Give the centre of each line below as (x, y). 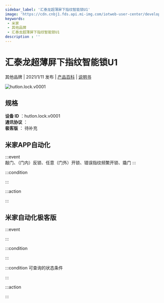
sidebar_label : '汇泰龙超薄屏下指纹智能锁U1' (48, 10)
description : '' (23, 37)
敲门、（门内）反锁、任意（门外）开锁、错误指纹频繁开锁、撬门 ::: (71, 163)
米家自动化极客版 (31, 217)
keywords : (15, 19)
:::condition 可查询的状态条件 (34, 268)
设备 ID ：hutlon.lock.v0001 (33, 116)
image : (12, 14)
